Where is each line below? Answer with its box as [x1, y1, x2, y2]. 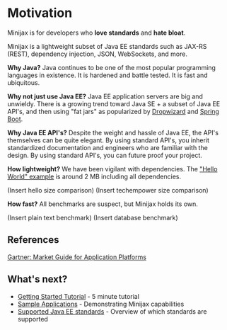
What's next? [7, 273, 68, 285]
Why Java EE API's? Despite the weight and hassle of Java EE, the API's [7, 128, 219, 137]
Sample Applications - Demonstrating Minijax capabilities [17, 300, 185, 308]
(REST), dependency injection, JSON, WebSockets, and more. [7, 50, 187, 58]
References [7, 234, 59, 246]
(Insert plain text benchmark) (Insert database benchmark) [7, 213, 178, 222]
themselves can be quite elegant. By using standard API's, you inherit [7, 136, 210, 144]
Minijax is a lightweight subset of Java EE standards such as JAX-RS [7, 42, 207, 50]
